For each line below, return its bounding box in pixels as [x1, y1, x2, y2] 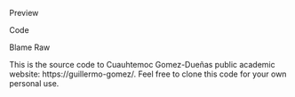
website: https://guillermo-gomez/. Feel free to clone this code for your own [9, 69, 287, 79]
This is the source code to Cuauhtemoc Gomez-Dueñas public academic [9, 60, 275, 69]
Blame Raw [9, 42, 51, 53]
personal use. [9, 78, 60, 88]
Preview [9, 8, 39, 18]
